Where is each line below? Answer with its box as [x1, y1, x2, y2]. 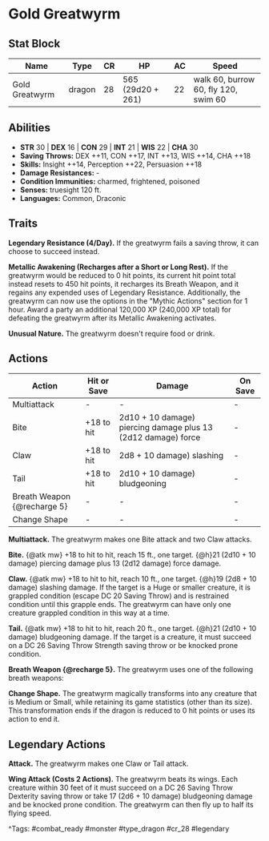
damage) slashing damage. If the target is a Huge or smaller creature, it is [8, 582, 251, 593]
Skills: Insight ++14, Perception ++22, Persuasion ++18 [19, 159, 203, 169]
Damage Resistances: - [19, 167, 100, 177]
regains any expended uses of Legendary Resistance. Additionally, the [8, 288, 241, 297]
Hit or [86, 376, 110, 387]
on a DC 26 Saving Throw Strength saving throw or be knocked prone [8, 641, 239, 650]
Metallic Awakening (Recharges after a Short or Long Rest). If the [8, 262, 229, 272]
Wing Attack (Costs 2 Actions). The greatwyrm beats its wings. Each [8, 775, 239, 784]
